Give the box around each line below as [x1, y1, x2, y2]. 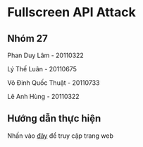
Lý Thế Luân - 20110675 [7, 65, 77, 73]
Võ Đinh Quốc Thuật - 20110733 [7, 78, 100, 87]
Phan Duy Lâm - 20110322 [7, 51, 85, 59]
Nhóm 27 [7, 33, 48, 45]
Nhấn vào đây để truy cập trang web [7, 131, 114, 140]
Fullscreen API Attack [7, 4, 136, 20]
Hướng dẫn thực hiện [7, 112, 101, 124]
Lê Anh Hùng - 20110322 [7, 93, 80, 100]
